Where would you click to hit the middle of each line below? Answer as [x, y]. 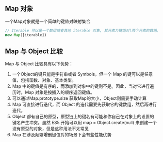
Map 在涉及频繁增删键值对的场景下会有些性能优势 [62, 135]
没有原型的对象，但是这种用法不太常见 [50, 129]
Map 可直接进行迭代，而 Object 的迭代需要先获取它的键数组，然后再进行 [84, 104]
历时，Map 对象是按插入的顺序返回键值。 [53, 92]
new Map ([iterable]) [26, 35]
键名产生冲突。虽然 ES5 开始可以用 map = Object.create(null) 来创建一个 [84, 123]
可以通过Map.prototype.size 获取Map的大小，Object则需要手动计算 [79, 98]
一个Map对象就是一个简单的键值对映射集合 [48, 21]
